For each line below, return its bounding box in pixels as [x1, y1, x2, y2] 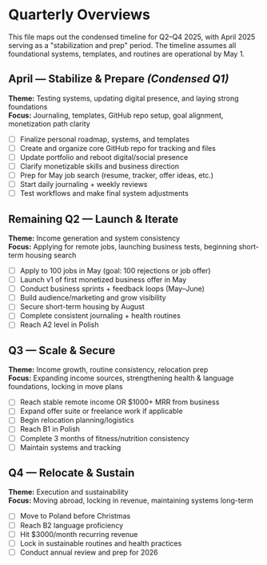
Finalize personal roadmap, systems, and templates [19, 134, 190, 144]
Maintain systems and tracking [19, 442, 122, 452]
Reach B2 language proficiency [19, 520, 124, 530]
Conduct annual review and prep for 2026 [19, 547, 158, 557]
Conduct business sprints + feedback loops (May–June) [19, 284, 205, 293]
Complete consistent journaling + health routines [19, 311, 181, 320]
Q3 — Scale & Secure [8, 344, 116, 357]
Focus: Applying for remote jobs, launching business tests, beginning [8, 242, 237, 251]
